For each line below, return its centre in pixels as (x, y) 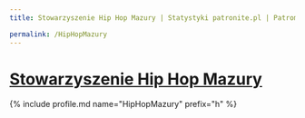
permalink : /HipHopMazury (58, 34)
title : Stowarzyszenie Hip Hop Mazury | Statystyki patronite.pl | (140, 18)
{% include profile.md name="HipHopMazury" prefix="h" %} (123, 104)
